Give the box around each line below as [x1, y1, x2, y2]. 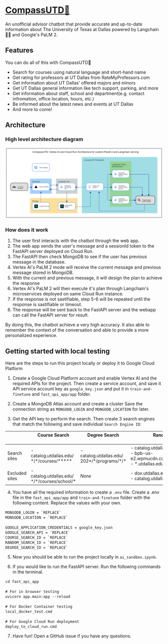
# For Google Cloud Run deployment [5, 619, 79, 624]
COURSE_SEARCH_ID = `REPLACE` [5, 535, 68, 540]
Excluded [7, 470, 26, 476]
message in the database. [12, 259, 66, 265]
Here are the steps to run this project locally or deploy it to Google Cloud [5, 360, 155, 366]
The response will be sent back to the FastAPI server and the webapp [12, 307, 156, 313]
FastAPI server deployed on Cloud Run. [12, 248, 93, 254]
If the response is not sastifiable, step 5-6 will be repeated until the [12, 296, 151, 302]
